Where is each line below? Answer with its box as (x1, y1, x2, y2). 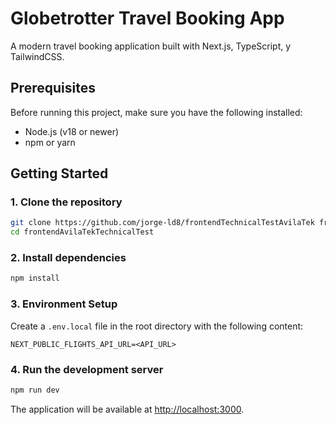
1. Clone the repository (10, 195, 123, 209)
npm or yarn (24, 136, 76, 148)
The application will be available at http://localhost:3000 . (10, 403, 245, 415)
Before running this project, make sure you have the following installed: (10, 106, 303, 118)
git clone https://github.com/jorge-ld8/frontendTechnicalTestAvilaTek (10, 218, 315, 228)
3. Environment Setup (10, 297, 118, 311)
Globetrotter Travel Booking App (10, 7, 285, 30)
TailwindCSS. (10, 50, 65, 62)
